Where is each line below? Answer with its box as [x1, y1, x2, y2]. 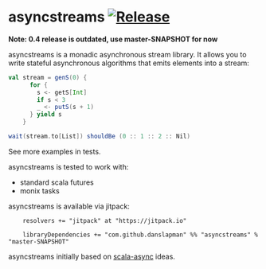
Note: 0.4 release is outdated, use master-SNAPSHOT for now [8, 34, 218, 44]
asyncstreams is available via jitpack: [8, 201, 130, 211]
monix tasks [19, 185, 60, 195]
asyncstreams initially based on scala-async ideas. [8, 251, 175, 261]
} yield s [29, 111, 62, 119]
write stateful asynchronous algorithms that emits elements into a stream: [8, 58, 249, 68]
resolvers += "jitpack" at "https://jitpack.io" [22, 216, 187, 224]
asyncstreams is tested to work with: [8, 162, 129, 171]
